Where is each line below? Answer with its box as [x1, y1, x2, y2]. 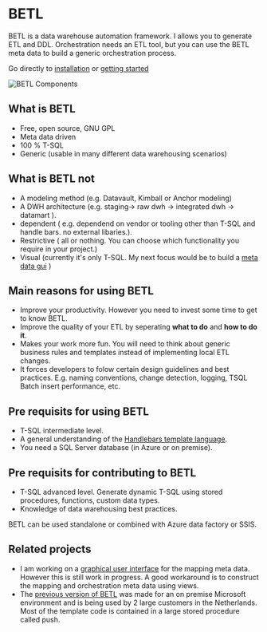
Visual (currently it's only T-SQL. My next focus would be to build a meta [19, 252, 259, 262]
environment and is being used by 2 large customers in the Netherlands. [19, 598, 257, 607]
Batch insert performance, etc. [19, 381, 121, 391]
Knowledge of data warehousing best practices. [19, 504, 178, 513]
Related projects [8, 543, 92, 556]
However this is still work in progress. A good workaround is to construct [19, 572, 259, 582]
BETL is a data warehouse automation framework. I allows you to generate [8, 31, 253, 41]
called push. [19, 614, 61, 624]
